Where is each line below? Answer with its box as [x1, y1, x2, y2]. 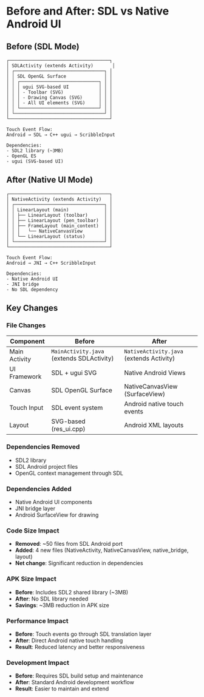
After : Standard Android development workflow [15, 679, 135, 686]
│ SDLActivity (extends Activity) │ [6, 63, 115, 69]
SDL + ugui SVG [51, 369, 97, 377]
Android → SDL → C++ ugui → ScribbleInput [6, 132, 115, 138]
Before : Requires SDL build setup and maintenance [15, 672, 144, 679]
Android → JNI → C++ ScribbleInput [6, 260, 97, 266]
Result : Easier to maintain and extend [15, 685, 109, 693]
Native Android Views [124, 369, 186, 377]
